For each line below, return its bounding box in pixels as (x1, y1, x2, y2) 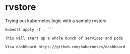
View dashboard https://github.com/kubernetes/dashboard (5, 44, 126, 49)
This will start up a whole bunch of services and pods (5, 36, 123, 41)
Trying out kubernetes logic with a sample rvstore (5, 18, 107, 24)
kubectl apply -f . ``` (5, 27, 55, 32)
